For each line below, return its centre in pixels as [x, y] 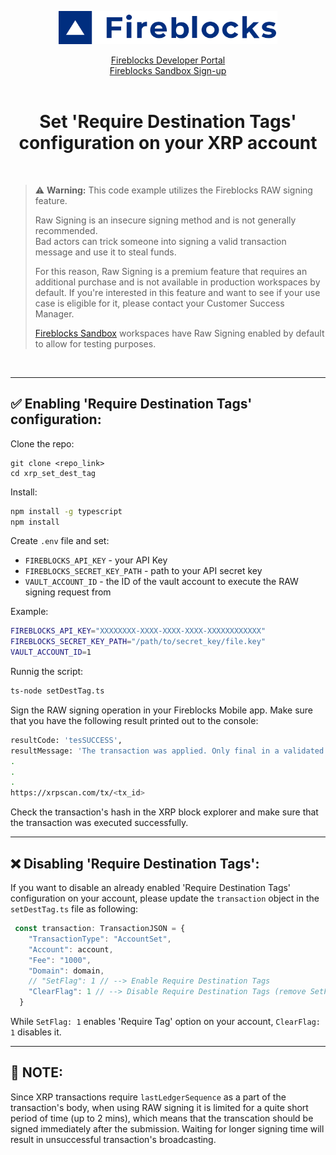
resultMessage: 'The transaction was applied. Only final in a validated [167, 751]
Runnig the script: [47, 672]
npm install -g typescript [66, 511]
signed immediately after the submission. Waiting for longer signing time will [167, 1128]
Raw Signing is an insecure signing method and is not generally [165, 220]
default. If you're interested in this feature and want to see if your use [177, 292]
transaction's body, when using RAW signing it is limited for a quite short [159, 1107]
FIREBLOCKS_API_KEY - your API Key [96, 560]
